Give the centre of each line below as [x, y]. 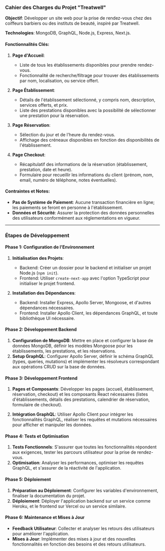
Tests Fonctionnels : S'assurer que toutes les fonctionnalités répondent [84, 447]
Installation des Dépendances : [44, 293]
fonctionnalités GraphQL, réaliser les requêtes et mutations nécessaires [84, 420]
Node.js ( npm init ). [39, 273]
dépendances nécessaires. [47, 308]
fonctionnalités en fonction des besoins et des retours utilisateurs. [79, 544]
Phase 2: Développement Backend [41, 329]
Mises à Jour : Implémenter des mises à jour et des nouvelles [74, 539]
